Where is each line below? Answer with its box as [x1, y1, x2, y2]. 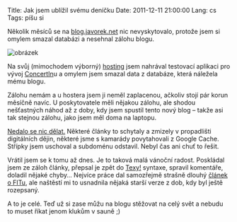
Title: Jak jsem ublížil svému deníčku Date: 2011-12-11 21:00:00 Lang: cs [7, 6, 217, 14]
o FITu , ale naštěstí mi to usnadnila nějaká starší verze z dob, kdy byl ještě [7, 178, 223, 187]
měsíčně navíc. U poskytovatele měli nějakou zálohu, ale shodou [7, 98, 196, 107]
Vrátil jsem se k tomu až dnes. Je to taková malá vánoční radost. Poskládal [7, 156, 225, 164]
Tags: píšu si [7, 13, 45, 22]
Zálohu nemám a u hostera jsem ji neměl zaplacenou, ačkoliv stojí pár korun [7, 91, 229, 99]
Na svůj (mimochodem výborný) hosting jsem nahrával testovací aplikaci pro [7, 62, 231, 70]
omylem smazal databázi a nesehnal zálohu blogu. [7, 35, 154, 43]
